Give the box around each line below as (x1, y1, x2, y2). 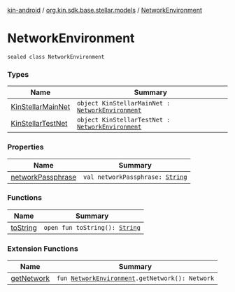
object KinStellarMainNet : (76, 99, 171, 108)
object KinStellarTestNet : (76, 116, 171, 124)
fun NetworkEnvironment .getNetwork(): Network (56, 275, 215, 282)
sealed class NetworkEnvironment (7, 53, 105, 60)
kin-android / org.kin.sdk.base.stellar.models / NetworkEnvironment (7, 6, 203, 14)
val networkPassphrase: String (83, 173, 187, 181)
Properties (7, 143, 44, 152)
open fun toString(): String (43, 224, 141, 231)
